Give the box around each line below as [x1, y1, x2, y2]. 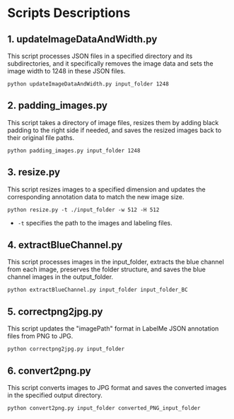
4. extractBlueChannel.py [7, 239, 123, 252]
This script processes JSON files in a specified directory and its [7, 52, 193, 60]
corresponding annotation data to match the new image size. [7, 192, 185, 201]
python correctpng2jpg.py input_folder [7, 346, 125, 353]
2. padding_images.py [7, 100, 108, 112]
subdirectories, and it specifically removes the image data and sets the [7, 59, 213, 68]
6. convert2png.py [7, 365, 91, 377]
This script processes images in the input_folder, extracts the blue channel [7, 258, 224, 266]
